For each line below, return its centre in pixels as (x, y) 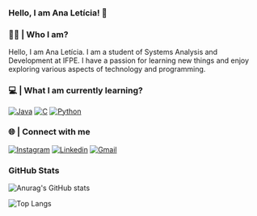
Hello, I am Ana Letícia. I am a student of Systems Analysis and (113, 52)
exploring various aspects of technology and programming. (107, 69)
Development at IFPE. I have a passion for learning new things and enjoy (128, 60)
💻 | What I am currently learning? (76, 90)
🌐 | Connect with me (49, 132)
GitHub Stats (34, 170)
